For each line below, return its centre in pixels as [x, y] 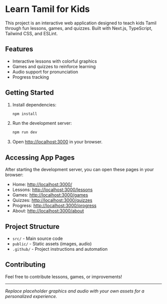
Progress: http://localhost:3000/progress [54, 205]
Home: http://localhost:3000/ [42, 185]
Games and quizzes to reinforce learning [54, 66]
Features [19, 49]
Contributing [25, 265]
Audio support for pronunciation [45, 72]
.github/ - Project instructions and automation [60, 249]
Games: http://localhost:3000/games [50, 195]
